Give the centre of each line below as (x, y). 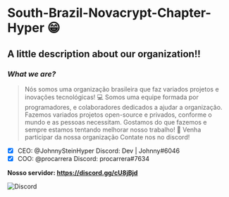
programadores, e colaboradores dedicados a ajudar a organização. (123, 107)
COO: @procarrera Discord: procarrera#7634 (83, 158)
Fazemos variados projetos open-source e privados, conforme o (118, 115)
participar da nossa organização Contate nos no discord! (107, 137)
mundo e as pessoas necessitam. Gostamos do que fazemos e (116, 122)
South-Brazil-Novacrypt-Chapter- (109, 13)
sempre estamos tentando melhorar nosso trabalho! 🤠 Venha (113, 129)
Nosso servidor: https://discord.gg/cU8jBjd (73, 173)
